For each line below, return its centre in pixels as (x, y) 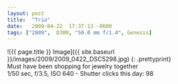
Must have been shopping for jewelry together (73, 66)
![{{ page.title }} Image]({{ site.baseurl (61, 52)
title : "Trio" (29, 20)
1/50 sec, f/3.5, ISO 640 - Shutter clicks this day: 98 (80, 74)
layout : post (26, 13)
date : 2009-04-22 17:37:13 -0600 (59, 26)
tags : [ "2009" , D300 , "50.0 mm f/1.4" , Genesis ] (80, 32)
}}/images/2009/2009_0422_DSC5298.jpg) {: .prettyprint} (89, 59)
